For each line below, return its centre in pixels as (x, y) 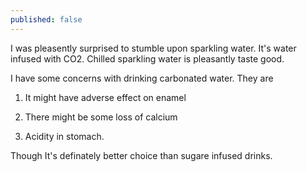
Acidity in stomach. (64, 136)
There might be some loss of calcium (101, 117)
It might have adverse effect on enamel (105, 97)
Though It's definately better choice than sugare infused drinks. (141, 155)
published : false (46, 19)
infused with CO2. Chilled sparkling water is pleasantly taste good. (147, 58)
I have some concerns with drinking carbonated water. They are (142, 78)
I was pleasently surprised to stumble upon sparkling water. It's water (153, 48)
